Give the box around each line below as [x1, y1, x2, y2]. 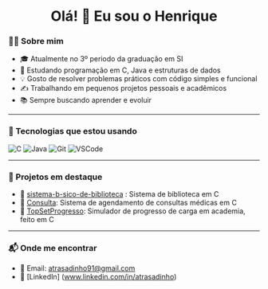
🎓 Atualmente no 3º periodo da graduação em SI [19, 54, 183, 64]
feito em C [19, 215, 54, 225]
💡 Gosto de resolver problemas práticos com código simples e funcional [19, 74, 258, 84]
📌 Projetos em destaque [8, 171, 103, 182]
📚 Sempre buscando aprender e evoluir [19, 96, 152, 105]
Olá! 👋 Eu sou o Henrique [50, 7, 218, 25]
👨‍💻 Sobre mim [8, 36, 64, 47]
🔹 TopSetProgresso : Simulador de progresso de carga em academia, [19, 206, 246, 216]
